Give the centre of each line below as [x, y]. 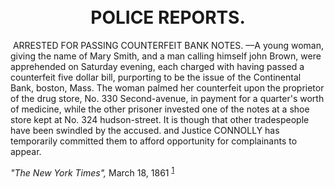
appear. [26, 151]
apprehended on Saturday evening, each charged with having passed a [157, 66]
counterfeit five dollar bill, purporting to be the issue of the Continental [156, 77]
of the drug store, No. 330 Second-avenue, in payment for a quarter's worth [167, 98]
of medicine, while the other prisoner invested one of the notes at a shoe [160, 109]
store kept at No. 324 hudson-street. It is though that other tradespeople [160, 119]
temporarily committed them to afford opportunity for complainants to [154, 141]
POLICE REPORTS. [168, 17]
